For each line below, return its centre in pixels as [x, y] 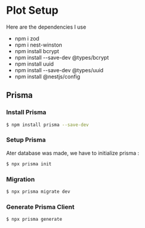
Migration [21, 179]
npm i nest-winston [38, 45]
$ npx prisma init [29, 164]
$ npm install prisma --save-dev [48, 125]
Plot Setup [32, 10]
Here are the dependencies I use [46, 27]
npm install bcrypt [37, 51]
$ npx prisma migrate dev [38, 192]
